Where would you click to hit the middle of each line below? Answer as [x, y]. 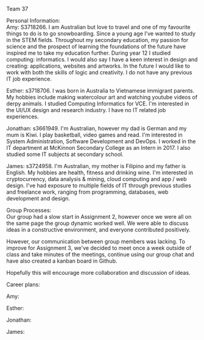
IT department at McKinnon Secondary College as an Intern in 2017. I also [98, 148]
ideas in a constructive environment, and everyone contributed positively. [98, 230]
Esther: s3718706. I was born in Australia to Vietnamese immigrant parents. [100, 90]
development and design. [38, 198]
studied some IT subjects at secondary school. [65, 154]
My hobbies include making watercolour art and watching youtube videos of [102, 97]
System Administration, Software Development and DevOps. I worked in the [101, 141]
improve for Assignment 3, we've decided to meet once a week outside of [99, 248]
